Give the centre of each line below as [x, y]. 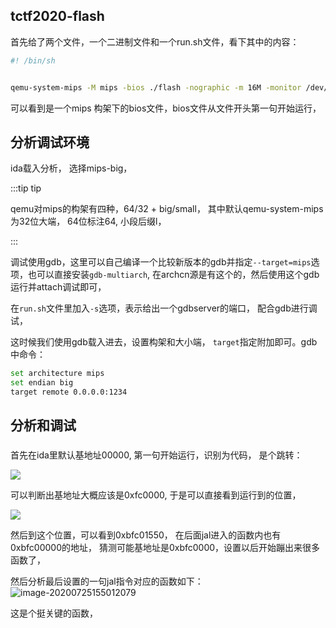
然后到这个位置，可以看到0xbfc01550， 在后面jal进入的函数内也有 [146, 535]
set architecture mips [57, 374]
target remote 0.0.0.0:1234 [69, 392]
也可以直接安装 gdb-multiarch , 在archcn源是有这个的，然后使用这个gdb [173, 275]
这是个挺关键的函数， [54, 613]
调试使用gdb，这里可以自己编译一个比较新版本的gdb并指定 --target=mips [161, 262]
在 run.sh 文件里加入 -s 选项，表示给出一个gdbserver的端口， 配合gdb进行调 [164, 308]
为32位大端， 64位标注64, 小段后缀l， [88, 221]
